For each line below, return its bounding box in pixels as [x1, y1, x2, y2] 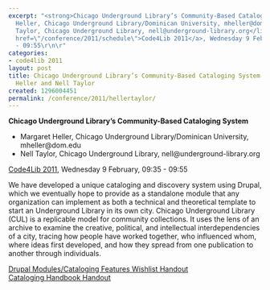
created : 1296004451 [8, 86, 78, 95]
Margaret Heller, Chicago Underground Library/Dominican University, [19, 132, 249, 142]
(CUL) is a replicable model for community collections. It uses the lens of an [8, 214, 260, 224]
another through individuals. [8, 249, 102, 259]
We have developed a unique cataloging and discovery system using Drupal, [8, 180, 262, 190]
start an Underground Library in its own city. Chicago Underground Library [8, 206, 256, 216]
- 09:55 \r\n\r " [15, 42, 67, 50]
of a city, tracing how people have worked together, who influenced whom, [8, 231, 257, 242]
